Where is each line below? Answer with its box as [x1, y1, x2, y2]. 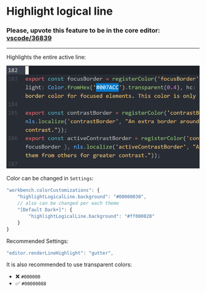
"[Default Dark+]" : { [17, 207, 72, 213]
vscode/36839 [6, 34, 52, 42]
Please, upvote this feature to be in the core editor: [6, 26, 161, 35]
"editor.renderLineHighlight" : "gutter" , [6, 250, 114, 256]
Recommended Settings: [6, 237, 69, 245]
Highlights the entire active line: [6, 53, 86, 61]
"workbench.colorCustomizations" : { [6, 187, 100, 194]
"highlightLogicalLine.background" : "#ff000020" [28, 213, 155, 219]
